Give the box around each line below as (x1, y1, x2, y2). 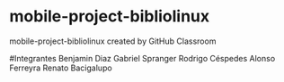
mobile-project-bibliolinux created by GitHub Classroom (9, 36, 217, 46)
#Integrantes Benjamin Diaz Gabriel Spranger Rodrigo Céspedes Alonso (9, 53, 276, 63)
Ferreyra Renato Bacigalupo (9, 62, 112, 73)
